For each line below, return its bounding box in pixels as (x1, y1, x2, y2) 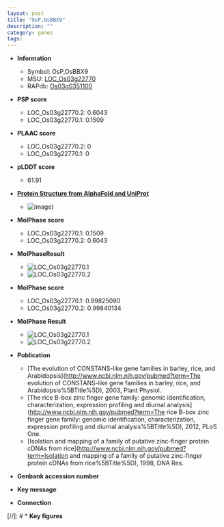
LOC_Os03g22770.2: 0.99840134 (27, 304, 122, 312)
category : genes (7, 29, 53, 36)
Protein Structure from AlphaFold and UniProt (16, 190, 149, 198)
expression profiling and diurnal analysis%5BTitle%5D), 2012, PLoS (27, 422, 217, 431)
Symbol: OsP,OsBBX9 (27, 68, 89, 76)
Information (16, 54, 52, 62)
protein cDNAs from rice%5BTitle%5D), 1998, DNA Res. (27, 459, 184, 467)
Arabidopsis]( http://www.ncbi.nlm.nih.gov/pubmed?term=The (27, 372, 201, 380)
